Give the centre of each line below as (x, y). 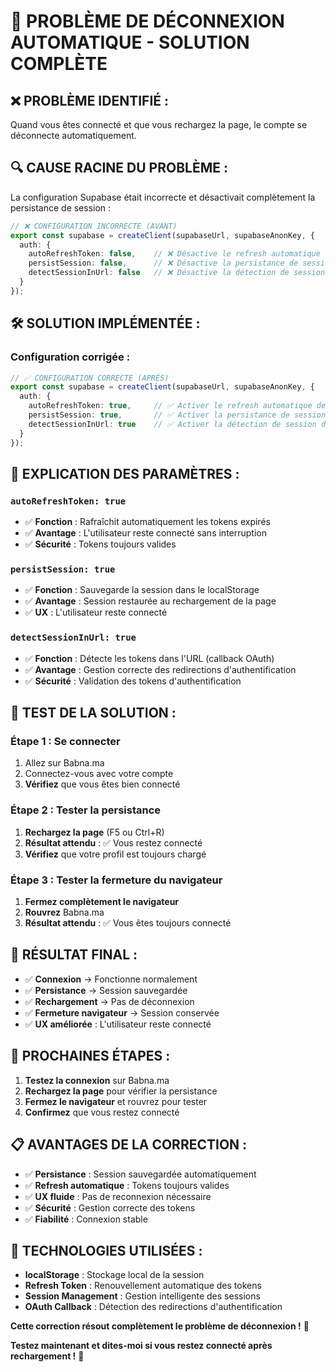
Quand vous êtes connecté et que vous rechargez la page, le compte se (159, 124)
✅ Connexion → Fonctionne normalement (111, 979)
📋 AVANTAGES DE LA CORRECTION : (129, 1145)
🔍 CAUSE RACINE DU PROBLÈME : (119, 168)
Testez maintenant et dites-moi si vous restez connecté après (141, 1346)
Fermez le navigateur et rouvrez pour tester (116, 1101)
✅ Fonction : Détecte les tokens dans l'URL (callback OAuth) (149, 658)
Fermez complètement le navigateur (102, 902)
